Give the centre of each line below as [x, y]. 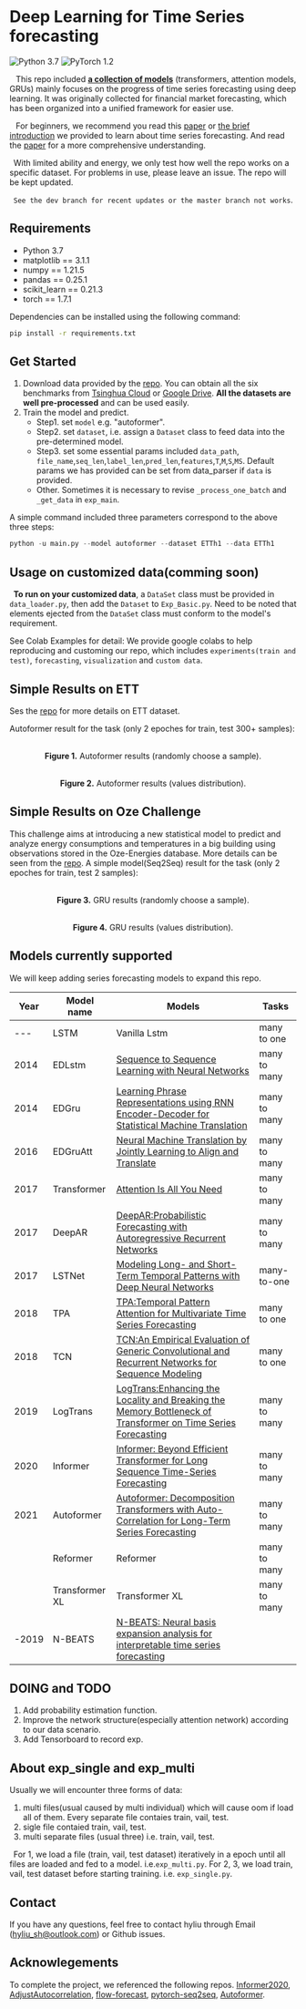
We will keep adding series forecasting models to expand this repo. [136, 978]
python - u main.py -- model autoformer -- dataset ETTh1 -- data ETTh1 [142, 544]
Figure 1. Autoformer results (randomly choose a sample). [153, 756]
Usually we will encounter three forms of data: [96, 1790]
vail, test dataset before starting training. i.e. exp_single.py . [121, 1874]
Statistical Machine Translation [182, 1125]
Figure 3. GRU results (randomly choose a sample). [153, 900]
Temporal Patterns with [190, 1275]
